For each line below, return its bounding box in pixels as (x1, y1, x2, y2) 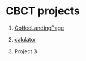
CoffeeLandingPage (14, 24, 64, 31)
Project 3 (14, 47, 37, 55)
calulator (14, 36, 37, 43)
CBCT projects (5, 4, 81, 18)
